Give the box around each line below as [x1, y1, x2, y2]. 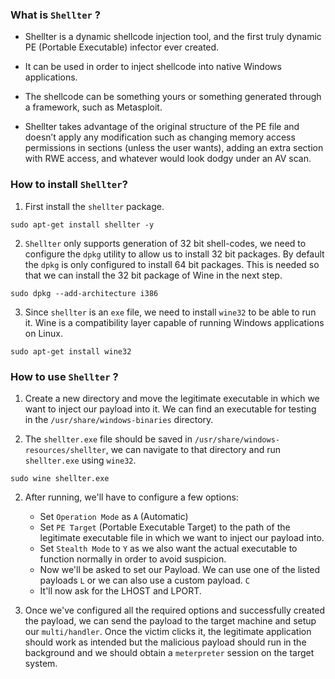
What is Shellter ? [10, 8, 102, 22]
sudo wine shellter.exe [10, 473, 110, 483]
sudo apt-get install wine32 [10, 346, 132, 357]
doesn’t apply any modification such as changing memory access [24, 131, 296, 143]
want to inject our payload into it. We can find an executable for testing [24, 403, 317, 415]
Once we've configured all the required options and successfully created [24, 604, 326, 616]
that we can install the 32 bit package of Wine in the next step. [24, 269, 283, 281]
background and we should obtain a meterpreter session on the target [24, 646, 315, 658]
